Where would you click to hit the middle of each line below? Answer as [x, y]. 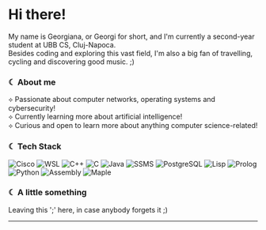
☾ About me [32, 82]
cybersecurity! [32, 108]
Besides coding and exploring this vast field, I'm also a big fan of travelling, [131, 53]
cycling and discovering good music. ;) [71, 62]
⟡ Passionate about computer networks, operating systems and [112, 100]
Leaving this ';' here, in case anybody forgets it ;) [88, 209]
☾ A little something [47, 193]
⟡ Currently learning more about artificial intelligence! [95, 117]
